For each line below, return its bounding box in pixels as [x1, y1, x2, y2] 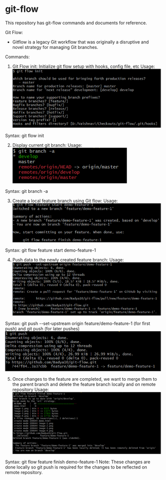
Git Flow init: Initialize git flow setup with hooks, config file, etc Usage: [12, 63, 155, 69]
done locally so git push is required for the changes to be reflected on [5, 464, 147, 470]
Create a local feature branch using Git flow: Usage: [12, 198, 118, 204]
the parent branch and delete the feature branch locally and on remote [12, 382, 156, 387]
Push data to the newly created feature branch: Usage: [12, 257, 124, 262]
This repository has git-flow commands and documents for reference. [5, 20, 147, 26]
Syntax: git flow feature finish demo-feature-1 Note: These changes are [5, 459, 151, 465]
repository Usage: [12, 387, 49, 393]
